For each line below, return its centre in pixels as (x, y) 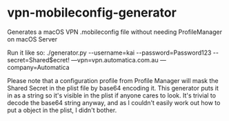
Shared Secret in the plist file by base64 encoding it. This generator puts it (113, 88)
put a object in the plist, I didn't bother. (62, 110)
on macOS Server (32, 39)
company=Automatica (39, 67)
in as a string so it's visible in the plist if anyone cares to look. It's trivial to (111, 95)
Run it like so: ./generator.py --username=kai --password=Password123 (109, 53)
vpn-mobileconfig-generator (92, 13)
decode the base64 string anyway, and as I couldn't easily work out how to (114, 102)
